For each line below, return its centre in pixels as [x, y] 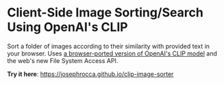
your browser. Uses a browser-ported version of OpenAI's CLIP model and [112, 53]
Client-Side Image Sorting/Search [105, 13]
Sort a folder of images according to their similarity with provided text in [109, 46]
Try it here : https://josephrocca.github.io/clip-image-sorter [90, 74]
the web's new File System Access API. [63, 60]
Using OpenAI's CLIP [67, 27]
